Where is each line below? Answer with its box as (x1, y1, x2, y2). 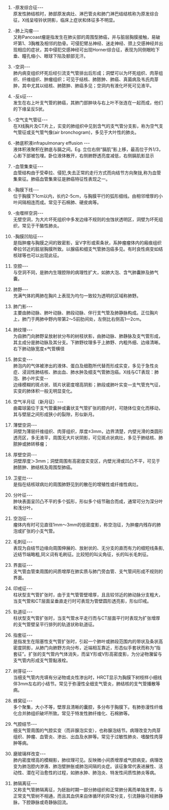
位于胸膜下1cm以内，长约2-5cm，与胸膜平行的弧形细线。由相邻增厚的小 (13, 193, 163, 199)
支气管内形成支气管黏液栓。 (13, 658, 71, 663)
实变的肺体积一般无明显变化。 (13, 388, 75, 394)
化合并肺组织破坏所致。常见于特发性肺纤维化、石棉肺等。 (13, 711, 132, 716)
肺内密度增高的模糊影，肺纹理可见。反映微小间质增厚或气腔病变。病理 (13, 757, 159, 763)
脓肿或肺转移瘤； (13, 441, 49, 447)
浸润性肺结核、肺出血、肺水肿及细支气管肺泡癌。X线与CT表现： (22, 369, 155, 375)
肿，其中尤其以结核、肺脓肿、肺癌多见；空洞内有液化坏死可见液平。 (13, 83, 154, 88)
